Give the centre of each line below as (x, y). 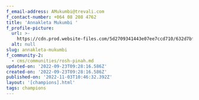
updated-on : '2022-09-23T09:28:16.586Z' (57, 66)
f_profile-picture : (30, 28)
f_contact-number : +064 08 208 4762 (51, 17)
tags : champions (26, 88)
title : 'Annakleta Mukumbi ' (42, 22)
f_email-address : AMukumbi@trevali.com (55, 11)
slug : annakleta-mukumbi (37, 50)
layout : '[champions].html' (41, 83)
